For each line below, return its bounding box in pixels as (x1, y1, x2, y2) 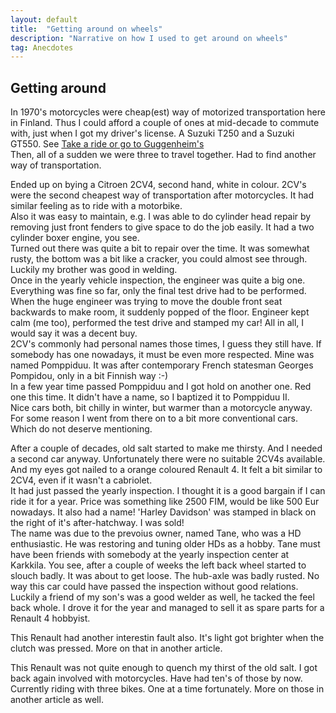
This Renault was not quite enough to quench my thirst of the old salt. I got (10, 662, 318, 674)
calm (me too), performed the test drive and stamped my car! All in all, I (10, 317, 305, 329)
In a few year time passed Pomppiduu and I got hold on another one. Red (10, 381, 312, 393)
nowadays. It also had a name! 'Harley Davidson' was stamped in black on (10, 506, 317, 518)
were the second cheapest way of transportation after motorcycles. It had (10, 189, 314, 201)
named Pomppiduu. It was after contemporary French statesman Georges (10, 359, 314, 371)
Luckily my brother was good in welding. (10, 264, 178, 276)
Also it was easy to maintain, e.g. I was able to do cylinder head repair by (10, 211, 312, 223)
